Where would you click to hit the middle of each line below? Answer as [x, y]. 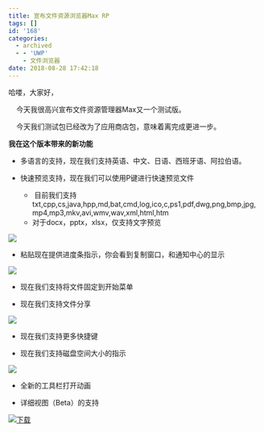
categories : [28, 38]
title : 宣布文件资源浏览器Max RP [59, 16]
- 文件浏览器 [41, 61]
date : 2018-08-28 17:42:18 [54, 69]
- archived [34, 46]
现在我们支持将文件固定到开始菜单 [76, 286]
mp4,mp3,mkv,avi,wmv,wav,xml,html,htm [100, 212]
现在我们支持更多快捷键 [59, 336]
